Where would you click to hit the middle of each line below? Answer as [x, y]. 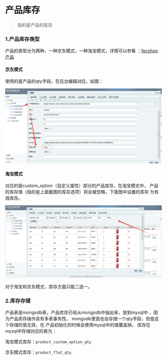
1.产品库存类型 [22, 39]
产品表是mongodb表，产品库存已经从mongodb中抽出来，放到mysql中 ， [80, 313]
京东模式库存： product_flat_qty [38, 352]
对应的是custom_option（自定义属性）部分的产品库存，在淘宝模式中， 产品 [82, 186]
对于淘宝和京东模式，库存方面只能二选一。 [49, 287]
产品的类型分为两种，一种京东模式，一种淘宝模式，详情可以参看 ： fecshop [82, 51]
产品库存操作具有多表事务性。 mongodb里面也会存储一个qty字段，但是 [82, 319]
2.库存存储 [18, 301]
